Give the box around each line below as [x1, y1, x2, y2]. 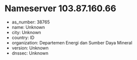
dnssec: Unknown [11, 50, 49, 56]
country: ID [11, 35, 35, 40]
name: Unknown [11, 24, 45, 30]
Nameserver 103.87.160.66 [4, 3, 116, 14]
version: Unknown [11, 45, 49, 51]
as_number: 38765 [11, 19, 50, 25]
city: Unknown [11, 29, 41, 35]
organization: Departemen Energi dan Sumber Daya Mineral [11, 40, 133, 45]
